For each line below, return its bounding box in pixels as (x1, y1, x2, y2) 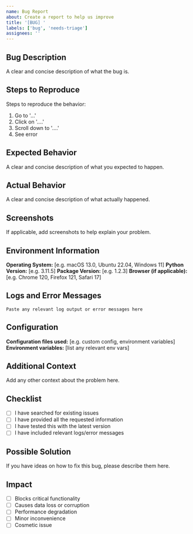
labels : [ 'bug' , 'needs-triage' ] (6, 25, 88, 31)
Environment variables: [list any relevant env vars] (6, 344, 130, 351)
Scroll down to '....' (14, 124, 60, 131)
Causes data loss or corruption (14, 502, 90, 509)
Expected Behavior (6, 148, 77, 158)
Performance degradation (14, 508, 77, 515)
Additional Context (6, 361, 76, 371)
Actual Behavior (6, 180, 66, 190)
